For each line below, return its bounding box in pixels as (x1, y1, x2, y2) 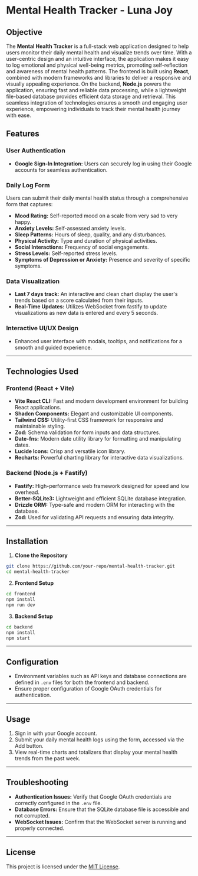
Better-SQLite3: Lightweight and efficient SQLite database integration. (14, 494, 187, 502)
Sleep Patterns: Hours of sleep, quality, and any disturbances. (14, 231, 167, 238)
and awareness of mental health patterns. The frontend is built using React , (6, 68, 190, 74)
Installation (6, 536, 48, 546)
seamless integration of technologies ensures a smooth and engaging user (6, 99, 188, 106)
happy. (14, 218, 32, 225)
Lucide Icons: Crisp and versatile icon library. (14, 448, 126, 455)
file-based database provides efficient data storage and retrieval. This (6, 93, 176, 100)
